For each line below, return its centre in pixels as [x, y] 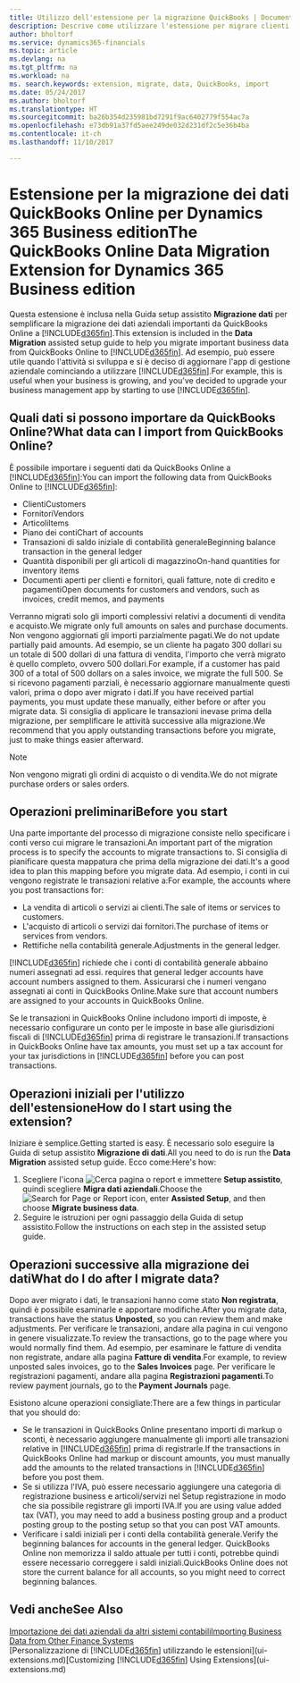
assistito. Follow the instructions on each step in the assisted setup [144, 1227]
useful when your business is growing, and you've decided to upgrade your [148, 380]
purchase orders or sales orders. [69, 784]
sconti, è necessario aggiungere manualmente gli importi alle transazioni [155, 1439]
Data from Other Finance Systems [71, 1640]
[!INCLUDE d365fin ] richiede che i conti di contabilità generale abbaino [139, 963]
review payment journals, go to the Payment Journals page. [120, 1385]
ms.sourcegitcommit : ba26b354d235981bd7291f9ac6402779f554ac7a [129, 117]
